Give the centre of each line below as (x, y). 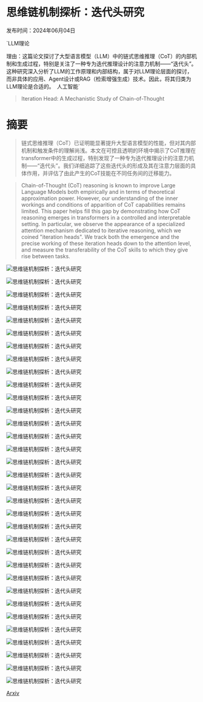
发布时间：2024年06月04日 (41, 30)
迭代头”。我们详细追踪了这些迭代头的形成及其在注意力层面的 (115, 165)
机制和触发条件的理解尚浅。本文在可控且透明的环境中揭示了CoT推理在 (108, 150)
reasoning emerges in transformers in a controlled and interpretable (106, 217)
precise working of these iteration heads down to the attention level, (106, 243)
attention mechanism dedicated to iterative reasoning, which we (101, 230)
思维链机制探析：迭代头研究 (75, 12)
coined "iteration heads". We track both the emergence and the (100, 236)
